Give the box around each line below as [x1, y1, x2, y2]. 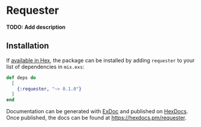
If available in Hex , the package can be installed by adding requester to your [6, 56, 195, 63]
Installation [6, 41, 49, 51]
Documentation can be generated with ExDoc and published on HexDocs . [6, 108, 188, 115]
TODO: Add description [6, 23, 66, 31]
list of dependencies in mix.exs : [6, 63, 85, 70]
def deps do [6, 74, 36, 81]
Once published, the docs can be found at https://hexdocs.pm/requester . [6, 114, 187, 122]
